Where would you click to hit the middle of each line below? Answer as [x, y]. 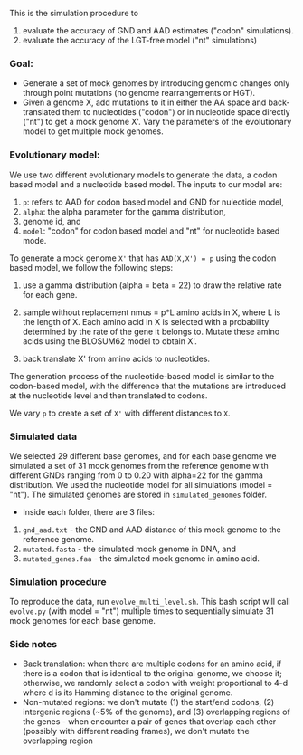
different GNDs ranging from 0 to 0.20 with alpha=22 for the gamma [137, 475]
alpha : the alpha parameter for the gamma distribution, [124, 211]
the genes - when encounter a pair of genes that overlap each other [149, 722]
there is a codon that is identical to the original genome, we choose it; [152, 674]
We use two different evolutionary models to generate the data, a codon [143, 175]
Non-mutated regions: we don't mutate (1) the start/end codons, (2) [148, 702]
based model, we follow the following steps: [91, 267]
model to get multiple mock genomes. [93, 131]
